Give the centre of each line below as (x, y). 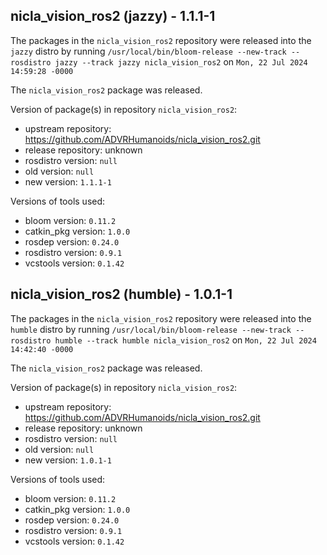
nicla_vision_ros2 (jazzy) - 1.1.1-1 (113, 16)
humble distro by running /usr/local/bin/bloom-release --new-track (151, 329)
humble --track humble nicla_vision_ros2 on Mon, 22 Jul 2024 (185, 340)
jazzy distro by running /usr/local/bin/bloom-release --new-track (148, 51)
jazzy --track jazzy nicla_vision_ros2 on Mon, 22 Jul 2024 (181, 61)
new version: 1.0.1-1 (68, 460)
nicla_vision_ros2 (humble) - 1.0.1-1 (121, 294)
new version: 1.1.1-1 (68, 181)
